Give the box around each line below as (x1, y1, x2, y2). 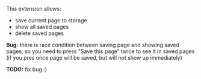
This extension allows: (6, 5, 61, 12)
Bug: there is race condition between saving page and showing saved (6, 42, 179, 48)
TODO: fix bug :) (6, 66, 47, 73)
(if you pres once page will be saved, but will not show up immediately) (6, 54, 182, 61)
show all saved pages (14, 24, 69, 30)
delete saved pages (14, 30, 64, 37)
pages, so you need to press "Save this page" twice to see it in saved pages (6, 48, 195, 55)
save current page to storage (14, 17, 87, 24)
